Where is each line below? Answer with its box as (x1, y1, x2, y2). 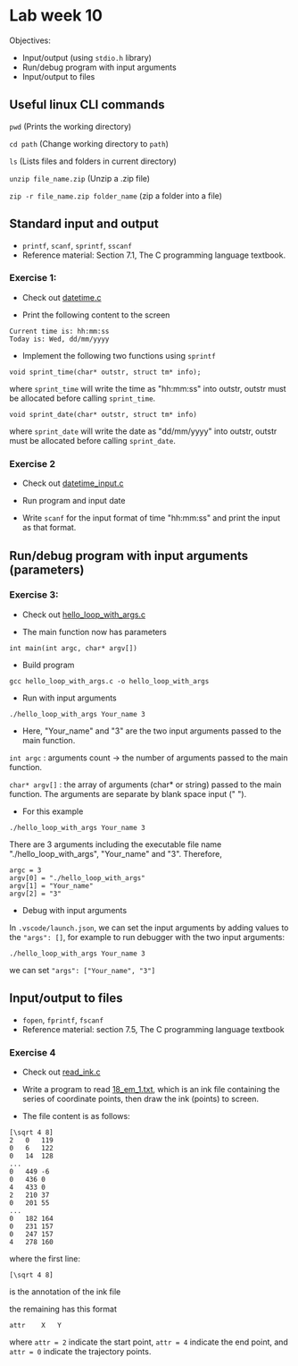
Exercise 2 (9, 457, 56, 470)
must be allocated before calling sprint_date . (9, 435, 177, 445)
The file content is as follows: (21, 1110, 131, 1121)
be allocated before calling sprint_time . (9, 393, 156, 403)
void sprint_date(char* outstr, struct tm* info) (9, 410, 198, 419)
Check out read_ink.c (21, 1066, 101, 1077)
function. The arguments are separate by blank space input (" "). (9, 788, 247, 799)
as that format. (21, 522, 77, 533)
